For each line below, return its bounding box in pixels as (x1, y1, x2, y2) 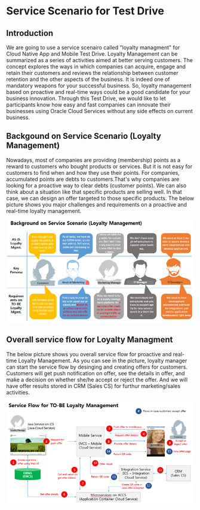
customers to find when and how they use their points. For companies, (6, 169, 180, 176)
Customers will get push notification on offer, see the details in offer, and (6, 369, 185, 377)
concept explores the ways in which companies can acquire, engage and (6, 63, 186, 70)
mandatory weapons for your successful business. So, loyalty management (6, 82, 192, 89)
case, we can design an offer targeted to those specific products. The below (6, 195, 195, 202)
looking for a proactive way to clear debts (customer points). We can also (6, 181, 187, 189)
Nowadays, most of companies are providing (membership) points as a (6, 156, 181, 163)
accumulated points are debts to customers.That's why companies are (6, 175, 180, 183)
